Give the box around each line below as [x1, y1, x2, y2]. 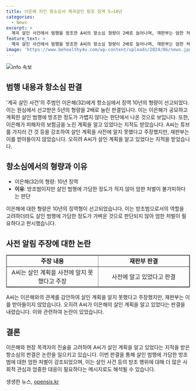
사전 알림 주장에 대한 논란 [6, 238, 92, 249]
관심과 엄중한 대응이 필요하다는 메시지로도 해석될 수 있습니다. [16, 366, 156, 372]
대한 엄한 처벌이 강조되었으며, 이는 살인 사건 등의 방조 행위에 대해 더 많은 [16, 358, 182, 365]
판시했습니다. [26, 220, 57, 227]
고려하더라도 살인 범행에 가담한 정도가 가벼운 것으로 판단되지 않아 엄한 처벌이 [6, 212, 181, 219]
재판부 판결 [129, 257, 159, 265]
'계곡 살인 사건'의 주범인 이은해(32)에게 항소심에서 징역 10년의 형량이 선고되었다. [6, 99, 190, 106]
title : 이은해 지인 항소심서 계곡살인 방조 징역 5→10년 [6, 8, 123, 15]
